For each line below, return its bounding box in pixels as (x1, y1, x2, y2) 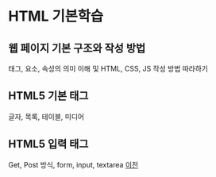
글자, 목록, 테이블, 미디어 (8, 112, 85, 121)
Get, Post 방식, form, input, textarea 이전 (8, 160, 139, 169)
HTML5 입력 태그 (8, 137, 89, 151)
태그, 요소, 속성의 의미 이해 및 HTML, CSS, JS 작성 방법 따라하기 (8, 64, 209, 73)
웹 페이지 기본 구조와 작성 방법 (8, 41, 146, 55)
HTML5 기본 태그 (8, 89, 89, 103)
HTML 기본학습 (8, 7, 104, 25)
